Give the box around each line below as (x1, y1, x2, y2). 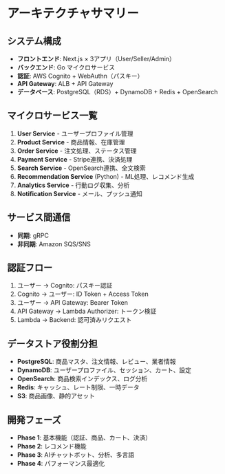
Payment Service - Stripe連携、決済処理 (17, 155, 133, 163)
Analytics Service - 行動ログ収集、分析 (17, 181, 130, 189)
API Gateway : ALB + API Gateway (17, 80, 114, 87)
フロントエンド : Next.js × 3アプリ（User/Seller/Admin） (17, 55, 175, 63)
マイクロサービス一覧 (7, 110, 98, 122)
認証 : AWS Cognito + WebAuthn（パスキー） (17, 72, 144, 80)
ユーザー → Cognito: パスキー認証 (17, 281, 113, 290)
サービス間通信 (7, 212, 71, 224)
